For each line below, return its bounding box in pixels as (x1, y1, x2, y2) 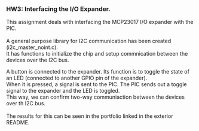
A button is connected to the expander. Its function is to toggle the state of (6, 68, 190, 75)
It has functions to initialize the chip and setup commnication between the (6, 50, 188, 57)
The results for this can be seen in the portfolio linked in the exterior (6, 112, 173, 120)
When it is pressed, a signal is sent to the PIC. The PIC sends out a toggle (6, 81, 187, 88)
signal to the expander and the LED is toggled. (6, 87, 120, 95)
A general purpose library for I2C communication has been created (6, 38, 172, 45)
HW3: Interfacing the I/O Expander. (6, 5, 111, 13)
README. (6, 119, 30, 126)
